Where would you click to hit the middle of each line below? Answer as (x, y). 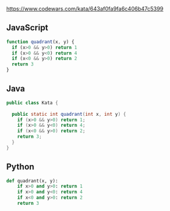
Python (20, 167)
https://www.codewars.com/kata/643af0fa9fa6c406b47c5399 (85, 9)
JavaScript (27, 28)
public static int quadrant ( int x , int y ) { (69, 114)
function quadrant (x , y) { (40, 42)
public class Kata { (32, 102)
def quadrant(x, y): (32, 181)
